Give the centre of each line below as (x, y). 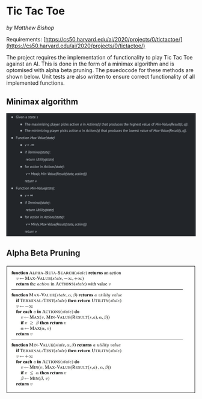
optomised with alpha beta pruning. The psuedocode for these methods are (100, 70)
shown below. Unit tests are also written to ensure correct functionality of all (101, 76)
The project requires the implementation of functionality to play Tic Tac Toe (100, 57)
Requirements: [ (26, 39)
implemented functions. (35, 83)
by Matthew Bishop (30, 28)
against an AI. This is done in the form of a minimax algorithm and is (90, 64)
